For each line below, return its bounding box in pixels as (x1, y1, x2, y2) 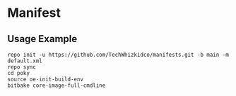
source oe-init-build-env (7, 76, 83, 83)
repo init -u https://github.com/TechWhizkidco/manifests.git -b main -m (7, 51, 230, 58)
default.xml (7, 57, 42, 64)
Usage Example (7, 33, 78, 45)
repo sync (7, 64, 37, 71)
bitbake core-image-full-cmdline (7, 82, 106, 89)
